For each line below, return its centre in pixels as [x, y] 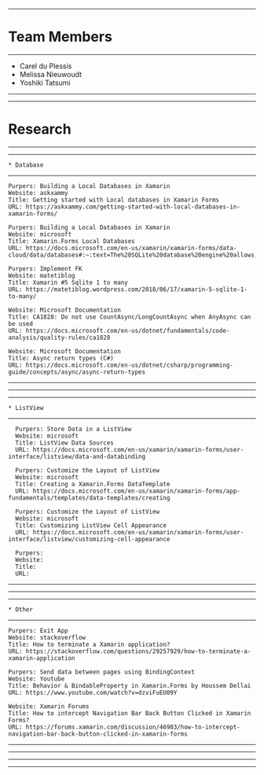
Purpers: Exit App [38, 630]
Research [40, 129]
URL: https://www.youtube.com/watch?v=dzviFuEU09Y [93, 692]
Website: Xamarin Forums [49, 706]
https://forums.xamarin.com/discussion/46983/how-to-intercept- [133, 727]
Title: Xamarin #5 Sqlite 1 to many [68, 282]
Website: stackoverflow [47, 637]
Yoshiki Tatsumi [45, 83]
